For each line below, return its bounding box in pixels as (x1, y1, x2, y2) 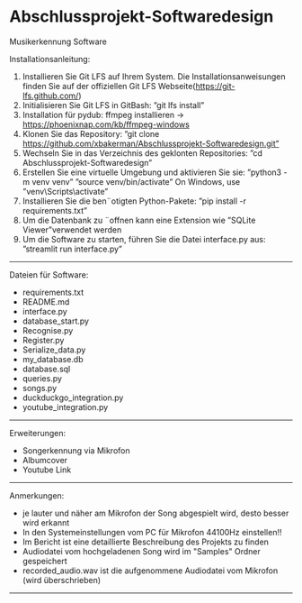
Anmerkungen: (9, 489, 65, 501)
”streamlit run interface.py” (22, 243, 123, 254)
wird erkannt (22, 516, 70, 528)
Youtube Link (22, 464, 72, 475)
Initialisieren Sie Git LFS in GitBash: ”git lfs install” (22, 99, 205, 110)
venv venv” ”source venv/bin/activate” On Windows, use (31, 176, 241, 187)
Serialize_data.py (22, 344, 86, 355)
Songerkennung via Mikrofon (22, 444, 130, 456)
